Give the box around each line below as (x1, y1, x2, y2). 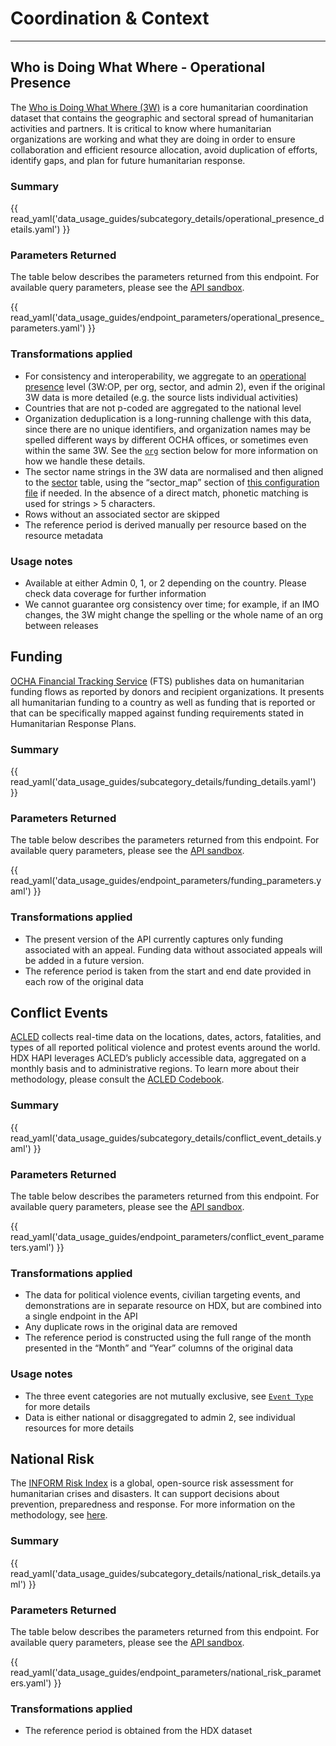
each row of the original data (24, 975, 144, 987)
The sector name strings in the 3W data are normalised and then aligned (24, 465, 324, 477)
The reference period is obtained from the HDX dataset (24, 1725, 253, 1737)
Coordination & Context (10, 7, 210, 30)
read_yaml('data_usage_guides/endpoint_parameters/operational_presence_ (10, 312, 325, 324)
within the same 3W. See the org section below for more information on (24, 444, 319, 456)
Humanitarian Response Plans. (10, 717, 137, 729)
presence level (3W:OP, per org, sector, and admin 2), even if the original (24, 380, 326, 392)
